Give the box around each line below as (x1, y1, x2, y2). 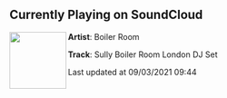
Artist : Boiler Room (67, 31, 140, 42)
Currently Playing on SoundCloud (9, 7, 203, 23)
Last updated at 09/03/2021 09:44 (67, 66, 197, 77)
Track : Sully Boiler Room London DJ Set (67, 49, 218, 60)
